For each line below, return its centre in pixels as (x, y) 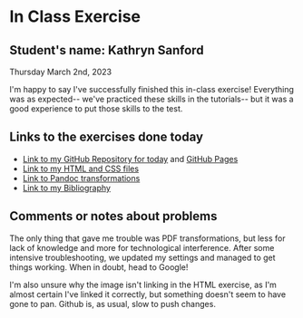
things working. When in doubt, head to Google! (99, 267)
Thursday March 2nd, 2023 (60, 72)
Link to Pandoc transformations (81, 178)
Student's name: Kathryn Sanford (107, 50)
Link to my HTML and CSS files (80, 169)
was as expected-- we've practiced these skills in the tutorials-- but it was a (151, 99)
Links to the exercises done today (107, 137)
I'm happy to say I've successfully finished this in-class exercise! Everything (152, 89)
